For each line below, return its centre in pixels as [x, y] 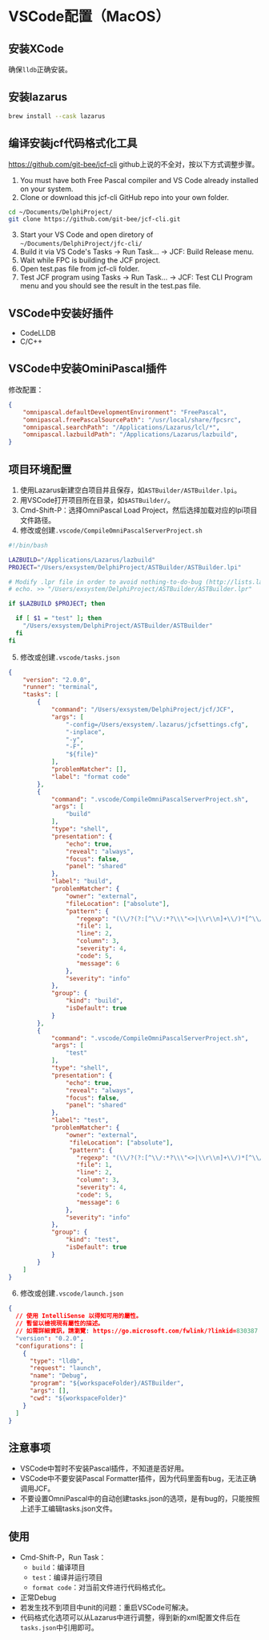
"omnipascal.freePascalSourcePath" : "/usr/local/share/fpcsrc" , [132, 420]
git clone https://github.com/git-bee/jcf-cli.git [94, 219]
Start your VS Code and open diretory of [86, 235]
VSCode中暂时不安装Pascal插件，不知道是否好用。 [104, 1469]
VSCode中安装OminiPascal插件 [88, 369]
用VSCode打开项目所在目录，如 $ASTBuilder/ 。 [97, 500]
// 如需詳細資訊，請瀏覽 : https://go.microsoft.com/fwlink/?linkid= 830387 [137, 1331]
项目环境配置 [40, 469]
